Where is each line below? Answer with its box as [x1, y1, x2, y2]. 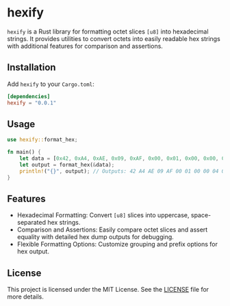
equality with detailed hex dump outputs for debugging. [16, 233, 175, 241]
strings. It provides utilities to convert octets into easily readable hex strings [7, 34, 220, 42]
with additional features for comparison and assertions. [7, 42, 163, 50]
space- [190, 211, 212, 219]
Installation [7, 61, 56, 73]
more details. [7, 292, 44, 301]
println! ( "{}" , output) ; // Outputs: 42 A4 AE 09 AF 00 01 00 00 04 [19, 167, 219, 175]
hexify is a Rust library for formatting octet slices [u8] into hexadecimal [7, 27, 209, 36]
